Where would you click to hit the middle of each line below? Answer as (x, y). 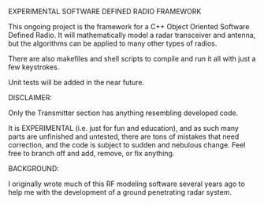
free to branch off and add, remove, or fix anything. (91, 153)
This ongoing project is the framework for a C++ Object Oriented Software (129, 26)
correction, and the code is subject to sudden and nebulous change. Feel (127, 145)
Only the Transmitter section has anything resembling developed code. (123, 113)
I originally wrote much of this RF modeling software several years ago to (127, 184)
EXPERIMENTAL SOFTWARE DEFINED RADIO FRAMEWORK (105, 11)
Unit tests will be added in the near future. (76, 82)
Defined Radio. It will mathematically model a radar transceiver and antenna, (132, 35)
